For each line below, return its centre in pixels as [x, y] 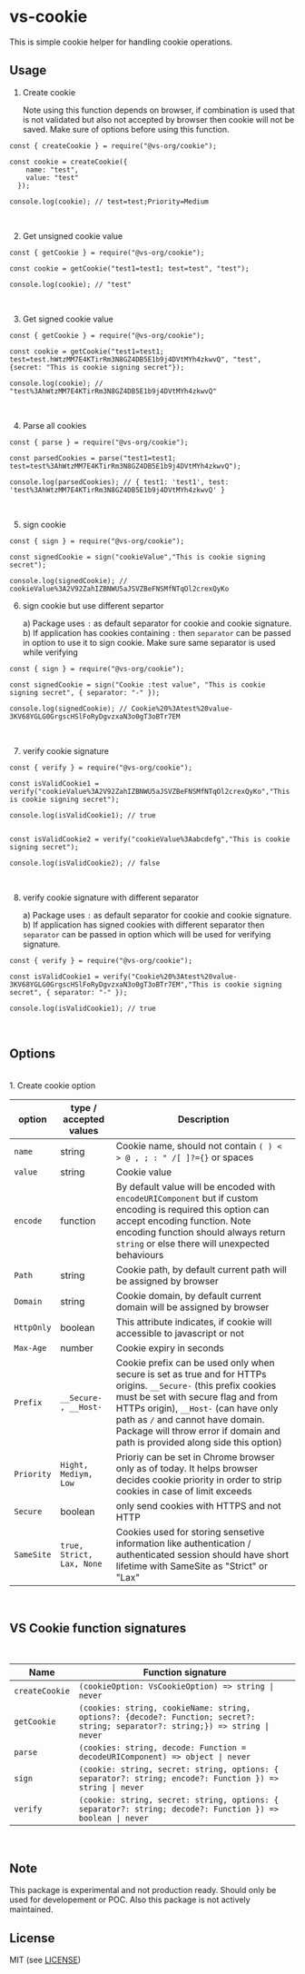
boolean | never [113, 1818]
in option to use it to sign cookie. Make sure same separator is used [149, 642]
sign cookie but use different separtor [93, 605]
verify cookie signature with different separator [111, 898]
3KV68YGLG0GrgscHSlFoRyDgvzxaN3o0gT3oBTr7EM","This [109, 984]
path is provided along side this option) [199, 1442]
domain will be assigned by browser [192, 1307]
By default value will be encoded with [196, 1186]
